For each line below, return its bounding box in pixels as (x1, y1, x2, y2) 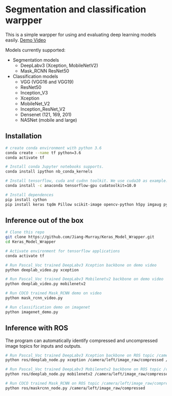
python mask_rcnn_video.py (5, 295, 63, 301)
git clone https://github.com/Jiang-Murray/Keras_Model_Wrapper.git (5, 235, 155, 240)
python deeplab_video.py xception (5, 267, 79, 273)
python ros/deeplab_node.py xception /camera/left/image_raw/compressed (5, 357, 164, 363)
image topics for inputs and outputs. (5, 343, 82, 349)
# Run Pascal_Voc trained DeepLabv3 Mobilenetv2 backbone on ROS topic (5, 367, 161, 372)
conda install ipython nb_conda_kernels (5, 169, 93, 174)
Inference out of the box (5, 216, 83, 224)
